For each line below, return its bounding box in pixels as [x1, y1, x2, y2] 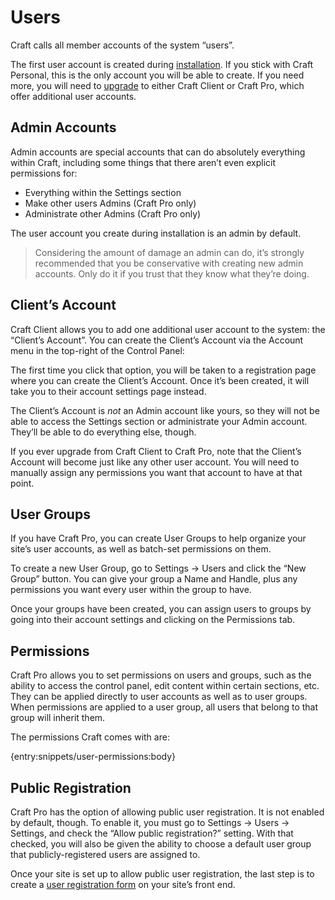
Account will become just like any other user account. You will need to [10, 456, 300, 468]
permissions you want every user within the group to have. [10, 584, 252, 596]
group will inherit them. [10, 712, 106, 724]
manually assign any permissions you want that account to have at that [10, 466, 303, 478]
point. [10, 477, 35, 489]
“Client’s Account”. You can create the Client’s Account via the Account [10, 334, 304, 346]
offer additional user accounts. [10, 90, 137, 102]
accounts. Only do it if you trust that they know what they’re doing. [34, 267, 310, 280]
